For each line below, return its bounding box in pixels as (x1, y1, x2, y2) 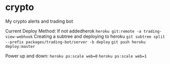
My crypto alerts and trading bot (5, 18, 73, 24)
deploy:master (5, 44, 36, 49)
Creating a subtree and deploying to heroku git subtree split (34, 33, 165, 39)
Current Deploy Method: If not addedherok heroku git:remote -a (5, 28, 141, 34)
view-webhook (5, 34, 33, 39)
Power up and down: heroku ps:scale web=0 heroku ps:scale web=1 (5, 52, 147, 59)
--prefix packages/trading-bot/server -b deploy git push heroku (5, 39, 146, 44)
